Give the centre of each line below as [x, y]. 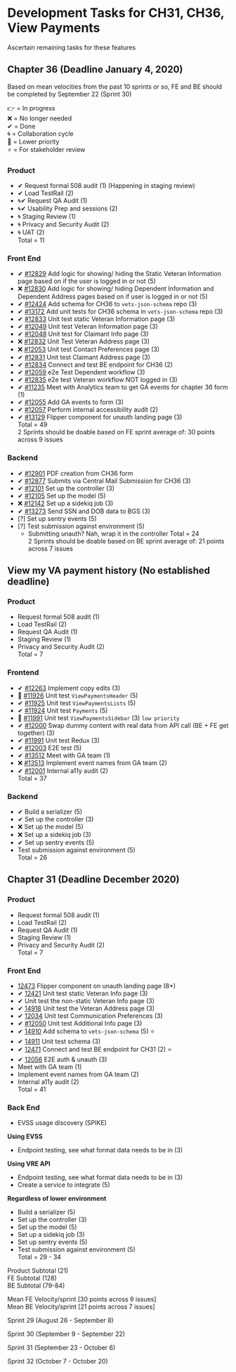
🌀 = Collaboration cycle [40, 133]
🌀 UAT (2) [31, 232]
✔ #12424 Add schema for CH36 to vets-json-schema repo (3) [107, 304]
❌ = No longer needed [40, 118]
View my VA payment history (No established [109, 571]
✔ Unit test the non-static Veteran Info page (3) [86, 1000]
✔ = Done [21, 126]
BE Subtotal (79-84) [36, 1285]
